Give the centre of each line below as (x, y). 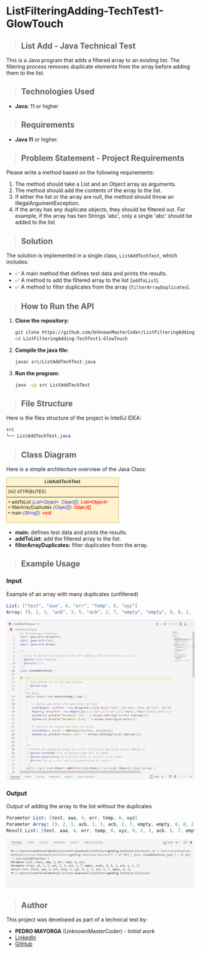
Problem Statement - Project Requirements (103, 158)
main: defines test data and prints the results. (71, 532)
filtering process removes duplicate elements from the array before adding (98, 66)
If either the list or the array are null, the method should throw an (95, 197)
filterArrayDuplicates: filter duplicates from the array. (81, 545)
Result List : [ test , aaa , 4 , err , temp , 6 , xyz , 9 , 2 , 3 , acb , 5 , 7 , (95, 831)
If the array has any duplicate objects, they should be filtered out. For (100, 210)
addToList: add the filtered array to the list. (68, 538)
